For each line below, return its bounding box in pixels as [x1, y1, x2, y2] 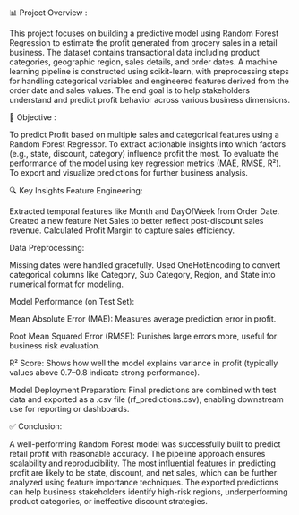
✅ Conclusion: [9, 421, 63, 432]
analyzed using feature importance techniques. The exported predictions [9, 477, 279, 487]
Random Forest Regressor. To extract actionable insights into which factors [9, 139, 286, 150]
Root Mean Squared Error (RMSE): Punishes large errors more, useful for [9, 330, 278, 341]
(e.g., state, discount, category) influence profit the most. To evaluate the [9, 149, 279, 159]
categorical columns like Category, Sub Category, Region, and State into [9, 270, 276, 279]
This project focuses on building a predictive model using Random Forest [9, 28, 279, 39]
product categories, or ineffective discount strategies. [9, 496, 209, 506]
